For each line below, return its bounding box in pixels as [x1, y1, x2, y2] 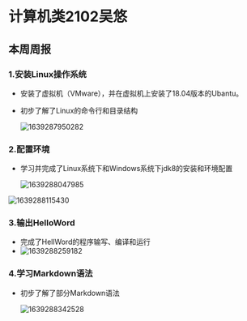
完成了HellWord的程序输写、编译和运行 [19, 237, 151, 247]
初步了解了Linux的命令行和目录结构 [19, 105, 138, 115]
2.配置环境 [8, 143, 50, 155]
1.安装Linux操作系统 [8, 68, 87, 79]
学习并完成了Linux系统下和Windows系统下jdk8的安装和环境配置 [19, 164, 233, 173]
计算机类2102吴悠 [8, 7, 128, 26]
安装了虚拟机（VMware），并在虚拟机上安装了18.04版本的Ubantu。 [19, 88, 244, 98]
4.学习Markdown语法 [8, 268, 93, 280]
